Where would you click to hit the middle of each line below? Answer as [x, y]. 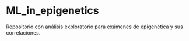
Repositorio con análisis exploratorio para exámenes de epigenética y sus [95, 27]
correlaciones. [23, 32]
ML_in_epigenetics [52, 11]
